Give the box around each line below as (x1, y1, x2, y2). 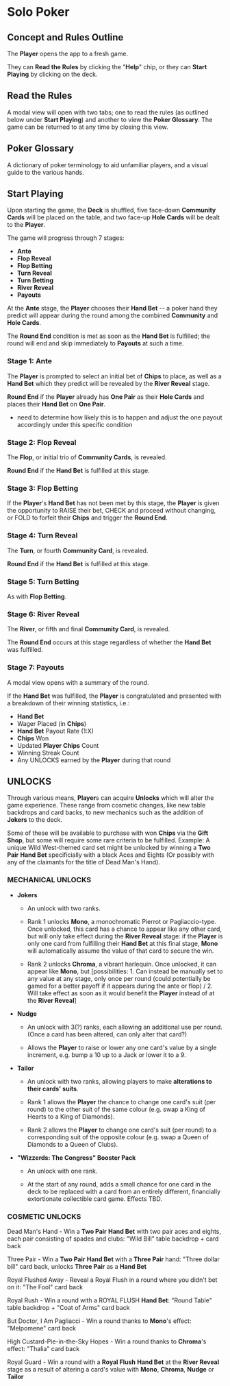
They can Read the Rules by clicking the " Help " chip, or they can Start (7, 63, 207, 71)
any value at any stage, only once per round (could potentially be (27, 974, 211, 982)
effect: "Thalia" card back (7, 1344, 80, 1352)
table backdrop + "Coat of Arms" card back (7, 1303, 130, 1311)
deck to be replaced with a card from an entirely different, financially (27, 1187, 221, 1195)
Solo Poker (7, 4, 70, 20)
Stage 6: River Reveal (7, 609, 80, 619)
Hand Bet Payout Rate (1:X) (16, 727, 94, 735)
